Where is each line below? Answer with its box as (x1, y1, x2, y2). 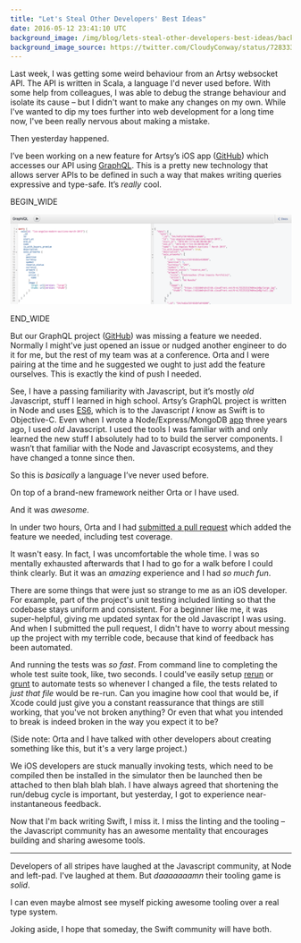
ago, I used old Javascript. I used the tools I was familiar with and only (10, 423, 269, 434)
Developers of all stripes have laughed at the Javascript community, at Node (10, 860, 292, 871)
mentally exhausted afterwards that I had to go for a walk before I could (10, 557, 273, 568)
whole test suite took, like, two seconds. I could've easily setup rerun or (10, 668, 274, 679)
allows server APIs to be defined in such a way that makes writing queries (10, 170, 282, 181)
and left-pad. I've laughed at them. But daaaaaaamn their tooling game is (10, 870, 281, 880)
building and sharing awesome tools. (10, 835, 146, 845)
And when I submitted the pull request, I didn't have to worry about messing (10, 623, 289, 633)
